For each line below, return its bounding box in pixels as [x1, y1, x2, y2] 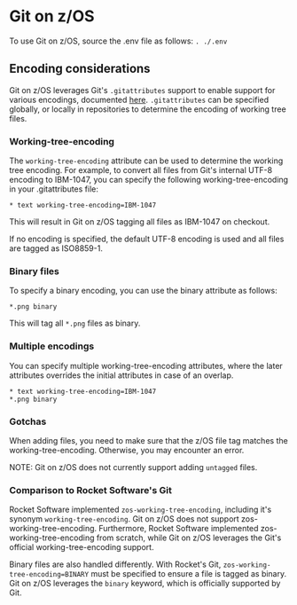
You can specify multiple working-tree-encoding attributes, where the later [9, 360, 284, 371]
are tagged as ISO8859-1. [9, 243, 104, 254]
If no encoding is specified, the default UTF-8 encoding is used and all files [9, 233, 285, 245]
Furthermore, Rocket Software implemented [98, 523, 259, 534]
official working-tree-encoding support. [9, 542, 154, 553]
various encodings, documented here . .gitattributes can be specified [9, 94, 270, 105]
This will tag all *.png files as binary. [9, 318, 141, 329]
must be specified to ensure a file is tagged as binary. [90, 569, 287, 579]
